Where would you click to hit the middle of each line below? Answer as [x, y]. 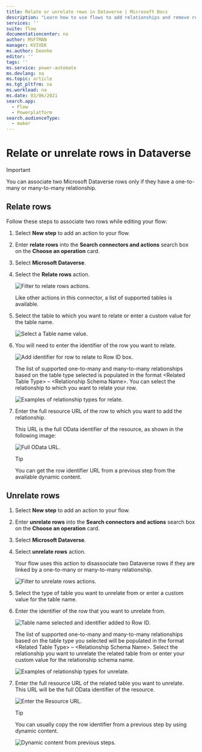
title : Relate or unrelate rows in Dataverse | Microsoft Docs [87, 12]
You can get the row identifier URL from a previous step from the [95, 470]
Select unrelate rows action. [50, 551]
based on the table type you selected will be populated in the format [99, 640]
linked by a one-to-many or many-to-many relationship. [84, 569]
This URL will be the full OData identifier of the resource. [85, 689]
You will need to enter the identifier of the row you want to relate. [95, 345]
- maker [21, 124]
